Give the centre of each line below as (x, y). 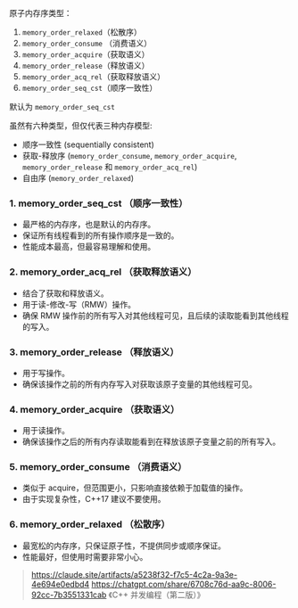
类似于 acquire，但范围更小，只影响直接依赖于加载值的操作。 (135, 488)
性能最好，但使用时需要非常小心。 (85, 556)
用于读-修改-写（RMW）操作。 (79, 304)
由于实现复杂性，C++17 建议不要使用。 (94, 499)
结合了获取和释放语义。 (65, 293)
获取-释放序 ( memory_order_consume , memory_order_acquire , (129, 156)
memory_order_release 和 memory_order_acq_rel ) (110, 167)
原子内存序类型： (41, 13)
